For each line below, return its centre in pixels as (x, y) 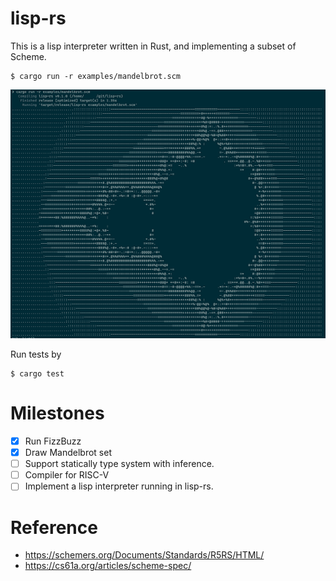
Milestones (57, 413)
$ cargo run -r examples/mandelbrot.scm (96, 76)
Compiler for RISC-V (67, 475)
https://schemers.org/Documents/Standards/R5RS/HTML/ (144, 555)
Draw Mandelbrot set (68, 453)
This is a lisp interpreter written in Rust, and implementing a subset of (153, 46)
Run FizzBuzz (53, 441)
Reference (54, 527)
